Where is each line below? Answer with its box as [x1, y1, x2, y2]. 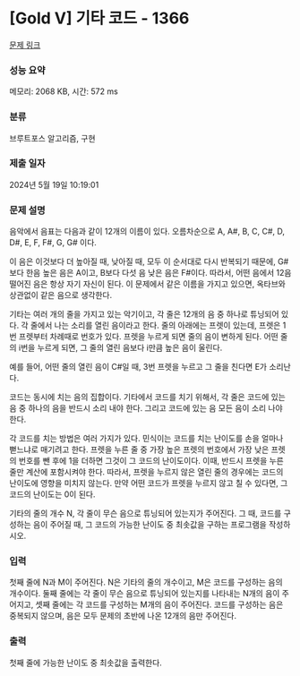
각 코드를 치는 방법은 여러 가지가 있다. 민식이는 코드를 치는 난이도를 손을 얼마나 [9, 433, 284, 444]
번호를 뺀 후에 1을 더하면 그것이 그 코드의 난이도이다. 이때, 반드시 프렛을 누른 [18, 456, 284, 466]
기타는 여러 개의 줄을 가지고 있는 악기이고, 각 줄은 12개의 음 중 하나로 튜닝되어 [9, 309, 279, 320]
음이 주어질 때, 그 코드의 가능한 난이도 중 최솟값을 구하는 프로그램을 [32, 519, 267, 530]
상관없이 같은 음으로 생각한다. [9, 290, 113, 301]
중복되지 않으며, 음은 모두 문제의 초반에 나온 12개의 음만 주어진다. [9, 611, 237, 621]
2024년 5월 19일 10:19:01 [9, 179, 99, 190]
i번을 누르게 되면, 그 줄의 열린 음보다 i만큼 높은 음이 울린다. [18, 342, 223, 354]
